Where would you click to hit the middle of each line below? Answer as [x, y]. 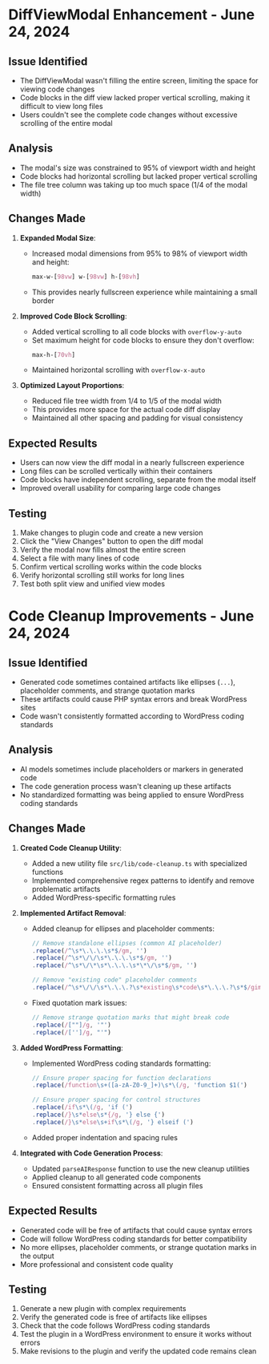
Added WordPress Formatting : [72, 1047]
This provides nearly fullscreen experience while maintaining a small [145, 292]
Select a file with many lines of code [80, 558]
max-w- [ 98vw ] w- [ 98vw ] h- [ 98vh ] [86, 277]
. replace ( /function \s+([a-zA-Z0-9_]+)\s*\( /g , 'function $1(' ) [140, 1085]
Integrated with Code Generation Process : [91, 1153]
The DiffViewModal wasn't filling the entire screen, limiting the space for [139, 81]
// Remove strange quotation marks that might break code [130, 1017]
